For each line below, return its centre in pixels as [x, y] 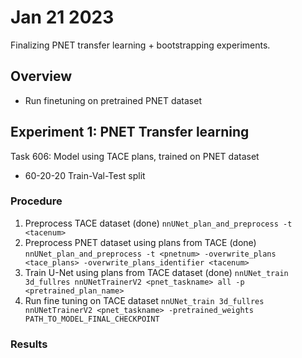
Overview [41, 76]
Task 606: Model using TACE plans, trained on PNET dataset [135, 156]
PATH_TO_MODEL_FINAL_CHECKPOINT [92, 319]
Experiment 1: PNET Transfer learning [130, 132]
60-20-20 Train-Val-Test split [85, 175]
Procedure [36, 201]
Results [29, 344]
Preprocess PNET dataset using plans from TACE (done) [140, 242]
